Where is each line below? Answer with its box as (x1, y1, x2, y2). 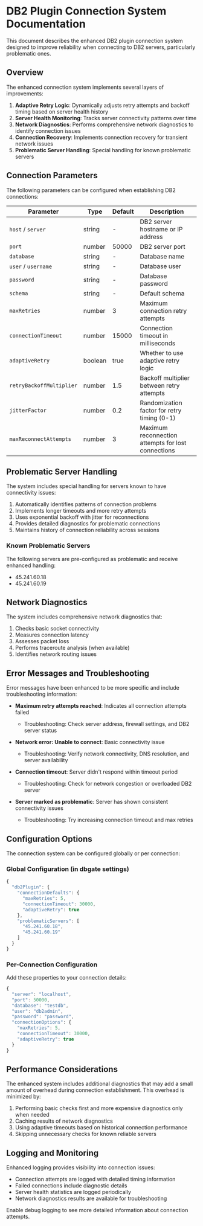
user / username (9, 262, 53, 270)
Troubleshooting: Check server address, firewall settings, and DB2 (24, 721, 190, 728)
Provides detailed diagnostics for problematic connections (14, 520, 161, 527)
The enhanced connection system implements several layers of (6, 83, 164, 91)
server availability (24, 757, 68, 764)
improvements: (6, 89, 43, 97)
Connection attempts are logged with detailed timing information (14, 1176, 176, 1183)
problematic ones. (6, 50, 51, 57)
